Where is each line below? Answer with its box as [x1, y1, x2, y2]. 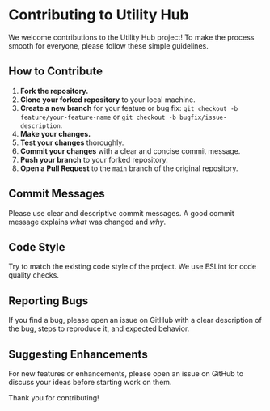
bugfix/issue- [179, 113, 227, 121]
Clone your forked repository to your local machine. [19, 95, 196, 104]
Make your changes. [19, 129, 91, 138]
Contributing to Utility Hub [8, 6, 190, 24]
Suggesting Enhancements [8, 347, 148, 361]
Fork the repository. [19, 86, 89, 95]
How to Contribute [8, 65, 103, 78]
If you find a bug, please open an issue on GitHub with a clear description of [8, 316, 263, 325]
